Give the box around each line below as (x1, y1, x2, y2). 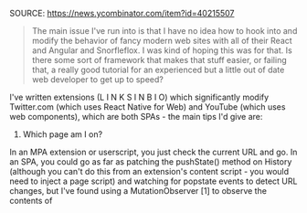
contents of (9, 196, 53, 206)
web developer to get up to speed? (31, 74, 164, 85)
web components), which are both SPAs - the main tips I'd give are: (9, 112, 263, 122)
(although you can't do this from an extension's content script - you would (9, 166, 290, 176)
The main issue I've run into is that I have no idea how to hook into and (31, 26, 298, 36)
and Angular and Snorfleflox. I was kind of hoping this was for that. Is (31, 45, 292, 56)
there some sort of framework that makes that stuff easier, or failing (31, 55, 287, 65)
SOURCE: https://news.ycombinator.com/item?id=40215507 (9, 8, 235, 18)
